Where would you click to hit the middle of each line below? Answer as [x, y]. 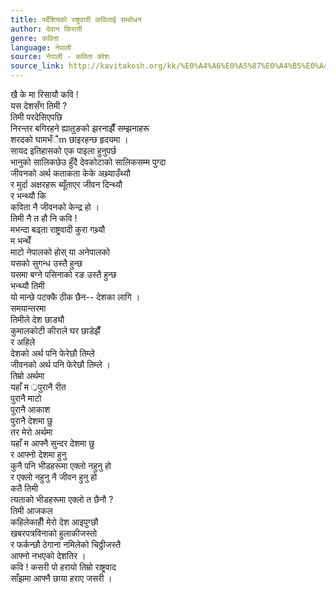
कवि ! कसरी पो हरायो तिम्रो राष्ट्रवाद [63, 567]
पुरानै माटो [26, 398]
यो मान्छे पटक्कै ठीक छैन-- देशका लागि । [75, 297]
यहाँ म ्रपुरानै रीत [38, 387]
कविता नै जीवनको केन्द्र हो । [55, 207]
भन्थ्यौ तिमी [27, 285]
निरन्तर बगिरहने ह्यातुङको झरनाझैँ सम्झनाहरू [80, 128]
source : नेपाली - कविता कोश [60, 57]
